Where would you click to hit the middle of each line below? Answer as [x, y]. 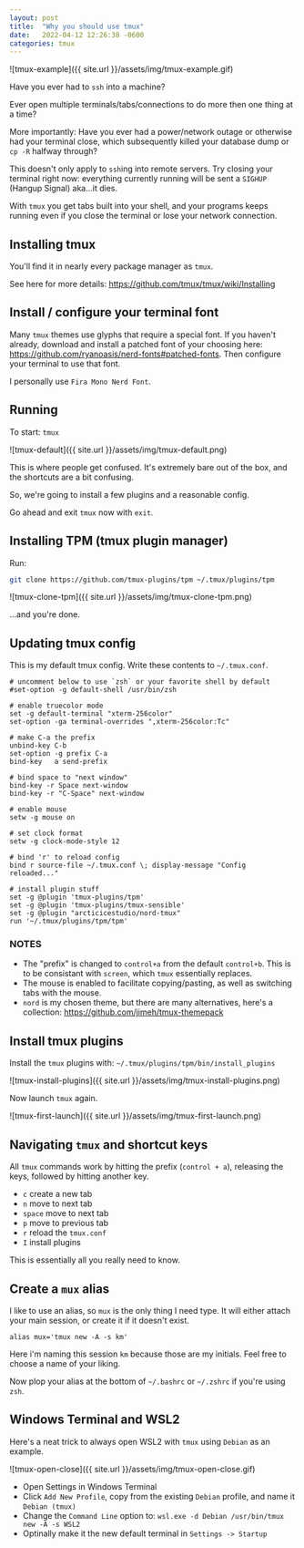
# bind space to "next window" [69, 778]
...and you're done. [45, 614]
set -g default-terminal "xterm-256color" [91, 714]
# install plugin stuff [55, 890]
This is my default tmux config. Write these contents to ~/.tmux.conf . [139, 666]
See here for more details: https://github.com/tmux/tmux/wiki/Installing [142, 284]
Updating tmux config [73, 643]
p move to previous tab [66, 1223]
